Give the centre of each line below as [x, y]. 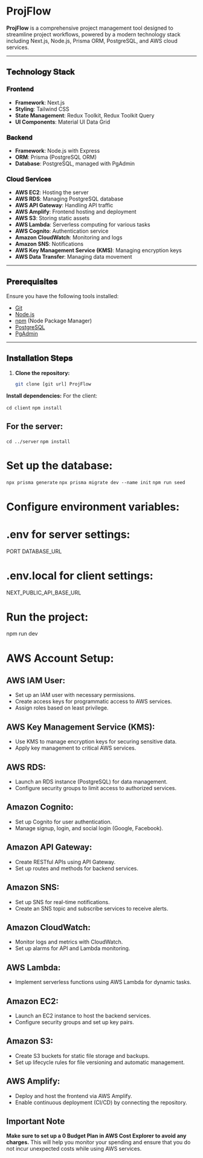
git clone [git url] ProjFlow [53, 384]
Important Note [36, 1121]
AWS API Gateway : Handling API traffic [64, 205]
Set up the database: [60, 465]
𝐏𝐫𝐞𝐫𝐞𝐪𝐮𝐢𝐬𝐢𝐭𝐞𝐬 [32, 281]
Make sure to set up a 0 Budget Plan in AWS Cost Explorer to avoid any [96, 1136]
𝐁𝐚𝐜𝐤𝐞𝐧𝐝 [19, 138]
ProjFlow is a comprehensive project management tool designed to [90, 28]
